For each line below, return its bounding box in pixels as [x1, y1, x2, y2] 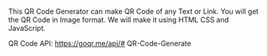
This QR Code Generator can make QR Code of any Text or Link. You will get [8, 7, 259, 16]
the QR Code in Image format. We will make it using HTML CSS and [8, 15, 230, 24]
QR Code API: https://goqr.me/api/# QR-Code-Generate [8, 39, 191, 48]
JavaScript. [8, 24, 46, 32]
